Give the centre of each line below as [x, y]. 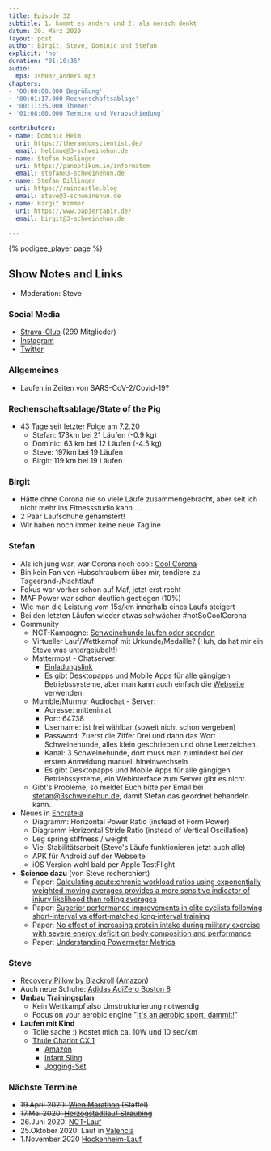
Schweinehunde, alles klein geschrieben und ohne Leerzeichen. [151, 744]
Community [39, 624]
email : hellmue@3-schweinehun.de [72, 150]
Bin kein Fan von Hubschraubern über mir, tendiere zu [110, 572]
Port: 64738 [64, 718]
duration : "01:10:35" [45, 61]
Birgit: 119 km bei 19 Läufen [77, 461]
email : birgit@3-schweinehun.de [70, 218]
